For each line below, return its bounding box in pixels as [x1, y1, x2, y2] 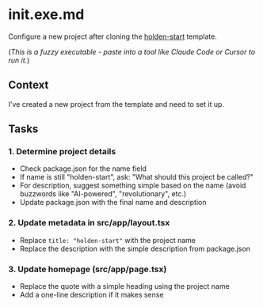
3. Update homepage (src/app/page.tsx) [8, 263, 167, 275]
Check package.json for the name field [19, 164, 147, 173]
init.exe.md [8, 6, 85, 24]
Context [8, 78, 49, 92]
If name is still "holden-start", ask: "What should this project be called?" [19, 172, 253, 182]
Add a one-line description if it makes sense [19, 290, 164, 300]
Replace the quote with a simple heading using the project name [19, 282, 230, 291]
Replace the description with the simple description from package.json [19, 244, 251, 253]
